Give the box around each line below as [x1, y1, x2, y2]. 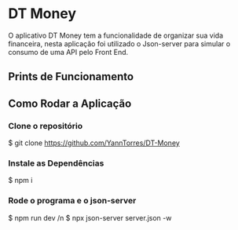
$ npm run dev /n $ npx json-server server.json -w [8, 213, 172, 222]
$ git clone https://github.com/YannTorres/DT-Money [8, 138, 181, 148]
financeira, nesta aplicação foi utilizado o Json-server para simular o [8, 38, 231, 48]
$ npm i [8, 176, 33, 185]
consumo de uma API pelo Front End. [8, 47, 129, 57]
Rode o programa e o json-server [8, 195, 137, 206]
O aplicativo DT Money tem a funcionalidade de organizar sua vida [8, 31, 224, 40]
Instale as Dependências [8, 158, 104, 169]
